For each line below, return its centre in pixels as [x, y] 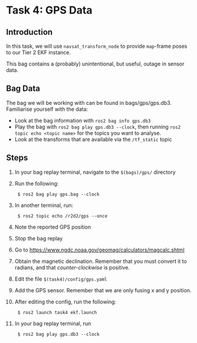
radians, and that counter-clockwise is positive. [72, 267]
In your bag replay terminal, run [53, 323]
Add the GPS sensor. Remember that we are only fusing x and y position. [103, 290]
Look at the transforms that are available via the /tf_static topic [93, 139]
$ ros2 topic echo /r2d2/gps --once [63, 216]
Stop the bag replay [39, 238]
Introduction [29, 32]
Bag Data [23, 89]
